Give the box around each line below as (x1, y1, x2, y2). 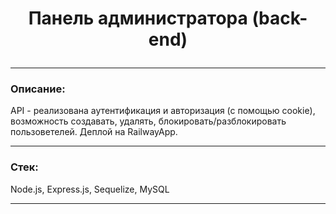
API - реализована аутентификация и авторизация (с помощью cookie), (10, 105, 316, 117)
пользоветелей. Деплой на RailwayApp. (10, 126, 178, 138)
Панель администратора (28, 7, 248, 30)
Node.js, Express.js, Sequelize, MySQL (10, 183, 170, 195)
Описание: (10, 82, 66, 96)
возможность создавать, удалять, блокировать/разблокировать (10, 115, 287, 127)
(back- (251, 7, 308, 30)
